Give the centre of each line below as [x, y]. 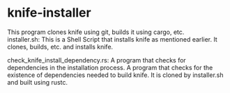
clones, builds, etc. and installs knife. [60, 46]
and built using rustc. [38, 82]
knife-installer [49, 13]
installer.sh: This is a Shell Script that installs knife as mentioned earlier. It [112, 39]
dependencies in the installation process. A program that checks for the [110, 67]
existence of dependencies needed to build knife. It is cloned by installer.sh [116, 75]
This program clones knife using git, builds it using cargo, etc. [96, 32]
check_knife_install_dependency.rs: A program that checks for [97, 60]
